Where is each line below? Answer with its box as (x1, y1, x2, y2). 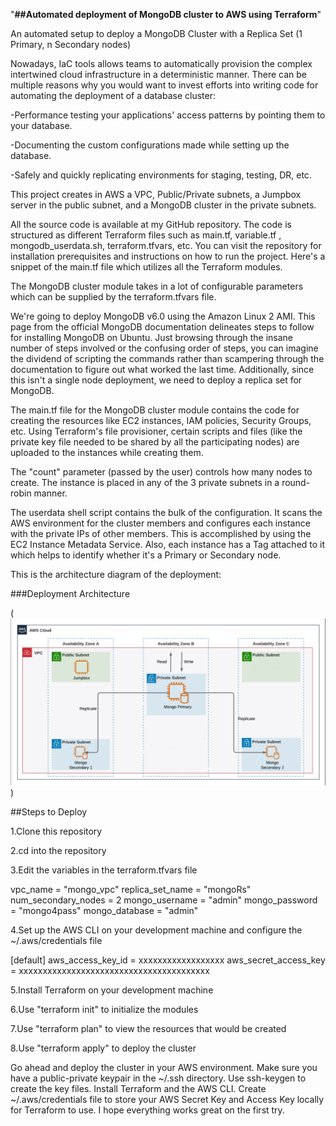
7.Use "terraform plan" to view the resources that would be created (10, 1022, 287, 1034)
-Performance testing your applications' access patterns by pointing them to (10, 109, 326, 121)
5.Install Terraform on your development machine (10, 984, 214, 996)
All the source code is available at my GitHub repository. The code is (10, 219, 292, 230)
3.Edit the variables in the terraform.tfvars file (10, 864, 198, 876)
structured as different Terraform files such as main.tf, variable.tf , (10, 229, 282, 241)
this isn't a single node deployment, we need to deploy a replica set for (10, 374, 303, 386)
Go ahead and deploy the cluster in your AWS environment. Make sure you (10, 1061, 318, 1073)
